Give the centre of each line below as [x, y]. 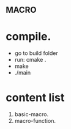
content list [35, 98]
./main [23, 73]
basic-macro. [32, 114]
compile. [28, 36]
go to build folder [36, 53]
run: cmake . [30, 60]
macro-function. [35, 121]
